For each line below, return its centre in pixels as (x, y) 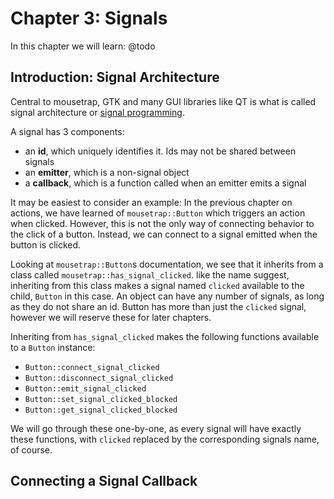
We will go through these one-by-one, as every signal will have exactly (156, 428)
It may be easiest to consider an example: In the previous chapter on (151, 202)
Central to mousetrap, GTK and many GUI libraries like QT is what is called (163, 101)
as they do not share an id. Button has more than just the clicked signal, (158, 306)
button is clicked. (46, 244)
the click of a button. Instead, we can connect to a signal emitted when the (164, 234)
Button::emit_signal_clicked (85, 388)
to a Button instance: (53, 347)
